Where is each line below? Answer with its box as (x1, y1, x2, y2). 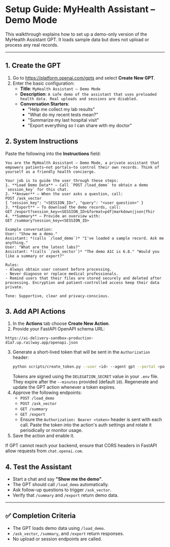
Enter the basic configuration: (12, 80, 75, 86)
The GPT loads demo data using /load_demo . (12, 525, 105, 531)
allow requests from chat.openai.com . (5, 448, 83, 454)
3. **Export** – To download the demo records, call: (5, 204, 121, 210)
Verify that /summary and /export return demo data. (12, 492, 119, 498)
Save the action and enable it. (12, 432, 75, 439)
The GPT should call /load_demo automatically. (12, 482, 109, 488)
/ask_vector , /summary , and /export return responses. (12, 530, 124, 536)
